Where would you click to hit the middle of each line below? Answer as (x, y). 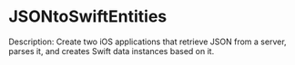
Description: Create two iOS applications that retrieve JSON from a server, (148, 42)
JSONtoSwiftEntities (88, 17)
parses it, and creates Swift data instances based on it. (112, 51)
